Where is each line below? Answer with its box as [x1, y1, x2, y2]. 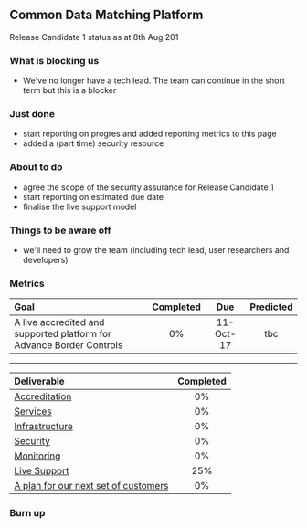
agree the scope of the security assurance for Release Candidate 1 [22, 182, 274, 193]
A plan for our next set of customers [14, 480, 169, 492]
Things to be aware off [9, 224, 111, 237]
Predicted [249, 301, 293, 313]
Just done [9, 108, 56, 121]
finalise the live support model [22, 201, 137, 212]
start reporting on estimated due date [22, 191, 164, 202]
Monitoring [14, 449, 61, 462]
